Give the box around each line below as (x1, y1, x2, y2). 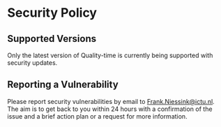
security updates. (7, 59, 58, 67)
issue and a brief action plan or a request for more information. (7, 112, 188, 120)
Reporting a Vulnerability (7, 79, 119, 91)
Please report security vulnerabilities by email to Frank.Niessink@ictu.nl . (7, 97, 215, 105)
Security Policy (7, 5, 98, 21)
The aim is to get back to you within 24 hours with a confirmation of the (7, 105, 213, 113)
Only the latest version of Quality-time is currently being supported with (7, 51, 213, 59)
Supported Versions (7, 33, 96, 45)
